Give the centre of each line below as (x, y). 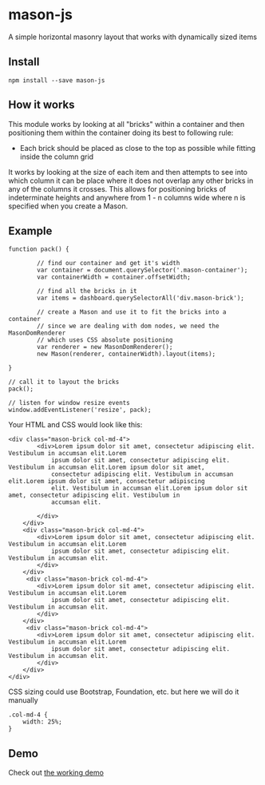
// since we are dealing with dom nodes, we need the (128, 326)
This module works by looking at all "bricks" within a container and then (127, 124)
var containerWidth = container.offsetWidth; (114, 277)
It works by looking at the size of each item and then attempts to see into (128, 172)
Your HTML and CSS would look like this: (75, 425)
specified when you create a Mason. (68, 206)
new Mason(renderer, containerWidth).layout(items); (127, 354)
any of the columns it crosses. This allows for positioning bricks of (117, 188)
